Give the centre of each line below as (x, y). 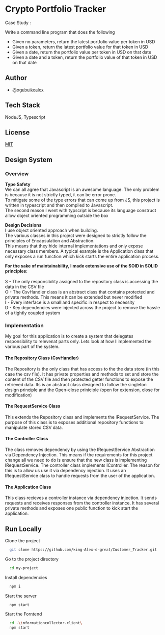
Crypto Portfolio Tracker (56, 9)
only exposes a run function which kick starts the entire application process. (82, 257)
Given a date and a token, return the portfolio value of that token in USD (84, 57)
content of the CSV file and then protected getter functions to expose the (79, 379)
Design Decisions (23, 225)
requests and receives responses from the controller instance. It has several (82, 503)
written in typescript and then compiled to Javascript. (59, 205)
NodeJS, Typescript (25, 117)
